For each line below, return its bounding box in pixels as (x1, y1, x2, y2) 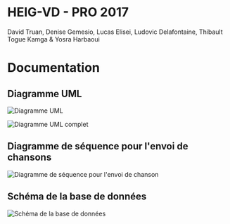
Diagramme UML (7, 87, 82, 99)
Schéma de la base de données (7, 191, 147, 203)
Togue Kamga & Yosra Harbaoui (7, 35, 100, 43)
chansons (7, 151, 52, 163)
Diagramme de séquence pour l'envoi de (7, 140, 189, 152)
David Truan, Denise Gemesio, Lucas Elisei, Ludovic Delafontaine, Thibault (7, 27, 223, 36)
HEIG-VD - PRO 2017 (7, 4, 129, 20)
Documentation (7, 60, 101, 76)
